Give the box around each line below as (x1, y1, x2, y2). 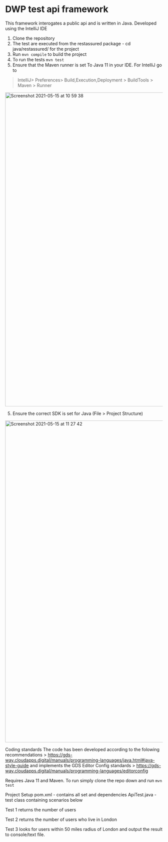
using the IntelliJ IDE (5, 25, 47, 31)
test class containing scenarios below (5, 797, 83, 803)
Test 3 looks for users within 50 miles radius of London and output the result (5, 826, 162, 832)
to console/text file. (5, 831, 45, 837)
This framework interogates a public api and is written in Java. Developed (5, 20, 156, 26)
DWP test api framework (5, 4, 108, 15)
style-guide (5, 762, 29, 768)
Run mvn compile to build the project (12, 51, 86, 57)
